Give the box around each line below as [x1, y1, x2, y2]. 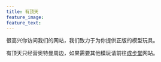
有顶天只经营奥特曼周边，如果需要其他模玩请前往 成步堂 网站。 [6, 49, 159, 57]
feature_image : [6, 14, 44, 20]
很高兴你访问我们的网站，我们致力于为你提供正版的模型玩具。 [6, 37, 159, 44]
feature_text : [6, 20, 42, 26]
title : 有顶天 [6, 8, 39, 15]
